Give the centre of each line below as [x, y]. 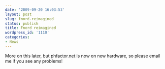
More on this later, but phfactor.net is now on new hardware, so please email [83, 56]
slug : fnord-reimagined [30, 19]
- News [12, 42]
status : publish [22, 23]
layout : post [18, 14]
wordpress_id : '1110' [27, 33]
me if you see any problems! [34, 61]
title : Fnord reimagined [31, 28]
